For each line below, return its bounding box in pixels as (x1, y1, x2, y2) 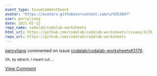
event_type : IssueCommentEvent (5, 7, 69, 12)
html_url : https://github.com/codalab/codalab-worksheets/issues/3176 (5, 30, 153, 35)
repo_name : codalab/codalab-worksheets (5, 25, 87, 30)
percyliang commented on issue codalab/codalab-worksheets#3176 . (5, 47, 144, 54)
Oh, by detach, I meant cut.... (5, 57, 54, 62)
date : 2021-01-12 (5, 20, 41, 26)
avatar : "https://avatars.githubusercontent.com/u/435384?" (5, 12, 131, 17)
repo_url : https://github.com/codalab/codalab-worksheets (5, 35, 126, 39)
